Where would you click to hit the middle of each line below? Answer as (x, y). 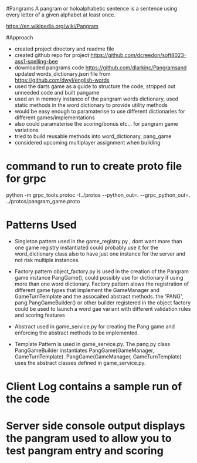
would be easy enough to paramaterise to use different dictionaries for (100, 111)
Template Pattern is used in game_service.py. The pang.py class (92, 344)
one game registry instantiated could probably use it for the (86, 247)
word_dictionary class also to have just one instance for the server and (100, 254)
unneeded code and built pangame (57, 93)
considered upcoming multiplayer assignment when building (87, 142)
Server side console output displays (96, 426)
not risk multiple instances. (47, 260)
